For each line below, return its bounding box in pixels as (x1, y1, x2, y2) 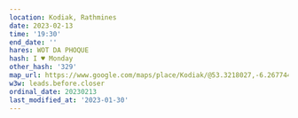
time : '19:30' (9, 29, 62, 38)
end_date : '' (9, 37, 58, 47)
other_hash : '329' (9, 63, 77, 72)
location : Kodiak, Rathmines (9, 12, 117, 22)
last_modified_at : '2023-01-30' (9, 95, 129, 105)
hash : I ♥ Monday (9, 54, 74, 63)
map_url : (9, 71, 42, 80)
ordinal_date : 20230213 (9, 87, 98, 96)
